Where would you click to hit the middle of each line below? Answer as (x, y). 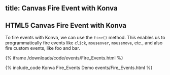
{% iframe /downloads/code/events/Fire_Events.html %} (64, 58)
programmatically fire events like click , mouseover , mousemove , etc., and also (84, 43)
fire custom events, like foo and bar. (43, 48)
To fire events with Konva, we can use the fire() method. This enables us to (85, 38)
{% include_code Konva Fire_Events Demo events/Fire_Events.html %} (79, 68)
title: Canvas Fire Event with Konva (61, 8)
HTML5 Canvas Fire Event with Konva (66, 25)
